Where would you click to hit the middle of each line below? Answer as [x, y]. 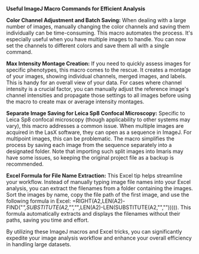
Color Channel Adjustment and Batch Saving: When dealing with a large [96, 20]
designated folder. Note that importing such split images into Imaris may [95, 151]
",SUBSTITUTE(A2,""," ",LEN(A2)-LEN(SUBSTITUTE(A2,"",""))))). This [107, 207]
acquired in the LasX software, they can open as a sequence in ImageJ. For [99, 132]
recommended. [25, 164]
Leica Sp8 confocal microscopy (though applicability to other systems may [98, 120]
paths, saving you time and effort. [48, 220]
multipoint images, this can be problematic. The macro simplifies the [90, 139]
